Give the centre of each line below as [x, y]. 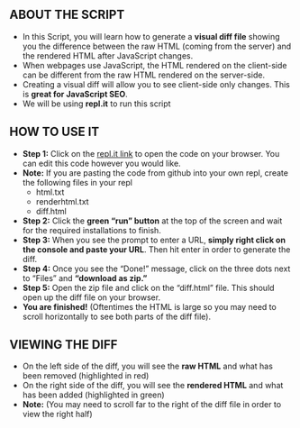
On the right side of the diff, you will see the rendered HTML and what [153, 386]
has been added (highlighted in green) [93, 395]
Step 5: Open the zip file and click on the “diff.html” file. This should [148, 287]
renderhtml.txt [62, 201]
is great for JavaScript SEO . [75, 94]
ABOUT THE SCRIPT [67, 15]
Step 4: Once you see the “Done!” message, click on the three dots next [156, 269]
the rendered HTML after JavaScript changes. [108, 55]
